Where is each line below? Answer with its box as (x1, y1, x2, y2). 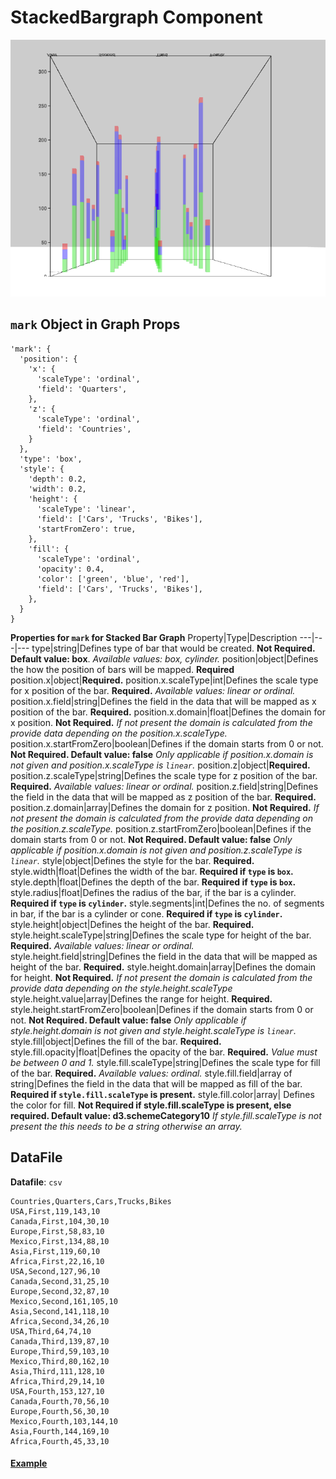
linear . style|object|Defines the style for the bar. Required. (10, 854, 255, 866)
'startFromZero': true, (36, 524, 137, 534)
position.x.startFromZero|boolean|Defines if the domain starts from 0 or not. (10, 737, 324, 750)
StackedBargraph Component (10, 6, 263, 29)
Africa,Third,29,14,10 (10, 1376, 105, 1386)
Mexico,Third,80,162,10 (10, 1356, 110, 1366)
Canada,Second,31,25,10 (10, 1276, 110, 1286)
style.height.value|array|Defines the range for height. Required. (10, 992, 273, 1005)
